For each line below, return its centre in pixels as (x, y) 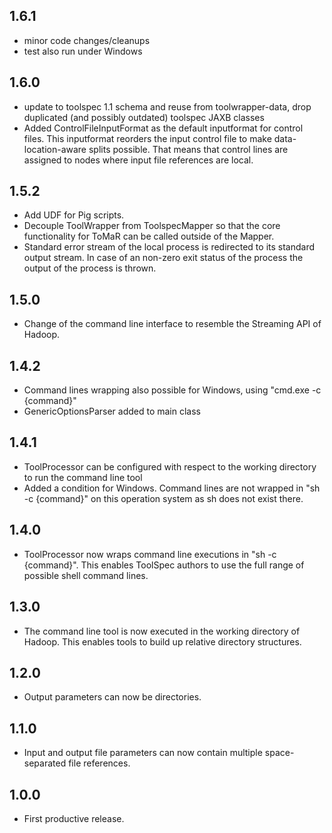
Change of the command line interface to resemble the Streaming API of (172, 324)
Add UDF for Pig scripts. (74, 215)
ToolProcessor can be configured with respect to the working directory (170, 466)
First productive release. (74, 818)
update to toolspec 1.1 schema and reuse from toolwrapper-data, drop (167, 106)
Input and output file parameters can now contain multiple (143, 753)
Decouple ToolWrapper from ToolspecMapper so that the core (152, 226)
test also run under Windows (83, 51)
